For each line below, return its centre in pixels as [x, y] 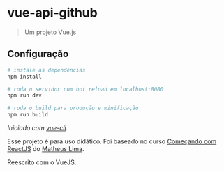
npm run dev [24, 95]
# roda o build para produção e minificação [73, 108]
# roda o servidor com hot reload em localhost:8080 [85, 89]
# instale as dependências [46, 70]
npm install [24, 77]
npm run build [28, 115]
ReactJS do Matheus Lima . [46, 149]
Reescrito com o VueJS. [42, 162]
